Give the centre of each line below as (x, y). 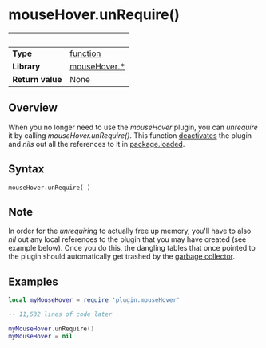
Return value (37, 79)
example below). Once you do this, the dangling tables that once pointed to (132, 248)
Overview (33, 108)
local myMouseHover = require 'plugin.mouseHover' (94, 300)
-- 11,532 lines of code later (60, 314)
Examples (33, 281)
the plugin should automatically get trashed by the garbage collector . (122, 256)
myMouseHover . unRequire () (51, 329)
